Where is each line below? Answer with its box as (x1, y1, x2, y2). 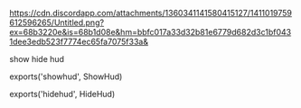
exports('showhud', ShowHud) (9, 71, 123, 82)
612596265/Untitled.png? (9, 17, 105, 28)
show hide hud (9, 54, 65, 64)
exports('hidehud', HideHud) (9, 89, 116, 99)
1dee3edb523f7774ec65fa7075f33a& (9, 36, 149, 47)
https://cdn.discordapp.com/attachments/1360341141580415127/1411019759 (9, 8, 292, 18)
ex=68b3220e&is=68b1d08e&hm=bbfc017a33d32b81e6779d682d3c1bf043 (9, 27, 292, 37)
